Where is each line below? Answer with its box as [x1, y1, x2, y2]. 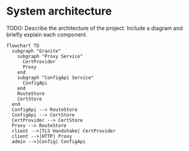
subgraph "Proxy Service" [17, 53, 84, 59]
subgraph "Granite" [12, 47, 62, 54]
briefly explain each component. [6, 30, 88, 38]
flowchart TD [6, 43, 40, 49]
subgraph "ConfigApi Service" [17, 74, 94, 80]
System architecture [6, 4, 112, 18]
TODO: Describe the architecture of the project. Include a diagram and [6, 24, 183, 32]
